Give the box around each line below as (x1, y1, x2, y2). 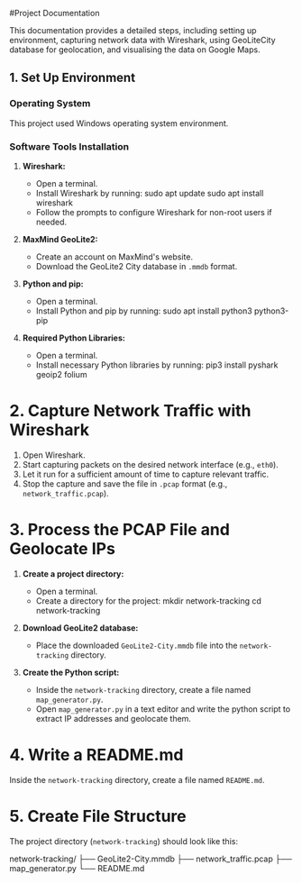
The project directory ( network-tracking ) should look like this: (9, 835, 239, 846)
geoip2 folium (35, 369, 87, 379)
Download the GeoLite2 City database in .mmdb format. (35, 260, 238, 271)
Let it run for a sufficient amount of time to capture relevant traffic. (22, 469, 270, 479)
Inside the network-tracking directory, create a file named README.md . (9, 774, 265, 785)
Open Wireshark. (22, 450, 86, 460)
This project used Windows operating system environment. (9, 117, 229, 129)
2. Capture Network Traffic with (9, 401, 252, 422)
